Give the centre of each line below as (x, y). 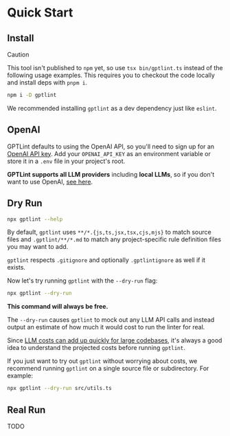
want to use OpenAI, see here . (50, 182)
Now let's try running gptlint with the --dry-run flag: (82, 281)
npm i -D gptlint (32, 95)
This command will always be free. (58, 307)
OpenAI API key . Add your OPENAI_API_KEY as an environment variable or (109, 153)
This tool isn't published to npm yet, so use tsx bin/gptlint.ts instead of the (115, 68)
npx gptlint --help (35, 219)
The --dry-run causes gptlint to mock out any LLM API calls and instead (111, 320)
